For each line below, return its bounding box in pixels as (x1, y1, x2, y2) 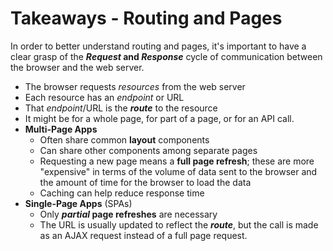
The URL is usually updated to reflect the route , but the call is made (39, 218, 319, 231)
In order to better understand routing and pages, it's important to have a (10, 40, 307, 52)
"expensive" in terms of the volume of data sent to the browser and (39, 165, 318, 177)
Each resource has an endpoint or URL (24, 91, 185, 103)
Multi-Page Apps (24, 123, 98, 135)
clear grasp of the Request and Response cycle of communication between (10, 50, 323, 62)
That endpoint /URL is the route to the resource (24, 102, 218, 114)
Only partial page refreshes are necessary (39, 208, 218, 220)
